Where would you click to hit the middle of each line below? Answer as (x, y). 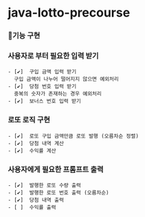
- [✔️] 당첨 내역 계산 (36, 143)
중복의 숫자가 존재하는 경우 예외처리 (58, 94)
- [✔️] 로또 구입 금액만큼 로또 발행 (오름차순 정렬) (74, 136)
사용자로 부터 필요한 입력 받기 (53, 56)
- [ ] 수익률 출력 (32, 207)
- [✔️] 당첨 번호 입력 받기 (42, 87)
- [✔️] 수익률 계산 (32, 151)
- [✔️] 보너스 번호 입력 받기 (45, 102)
